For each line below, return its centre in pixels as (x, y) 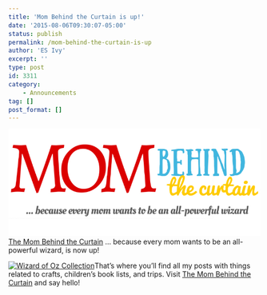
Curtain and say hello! (44, 283)
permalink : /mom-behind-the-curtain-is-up (80, 42)
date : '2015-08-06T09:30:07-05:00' (68, 25)
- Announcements (50, 93)
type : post (26, 68)
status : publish (35, 34)
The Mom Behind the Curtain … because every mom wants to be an (120, 242)
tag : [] (21, 101)
